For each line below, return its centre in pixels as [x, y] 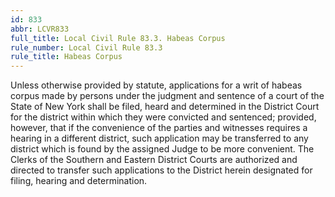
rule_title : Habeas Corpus [66, 57]
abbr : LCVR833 [40, 29]
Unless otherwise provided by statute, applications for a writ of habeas [156, 85]
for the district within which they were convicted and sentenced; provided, [163, 117]
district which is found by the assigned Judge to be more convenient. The [162, 149]
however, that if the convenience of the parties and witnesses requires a [159, 128]
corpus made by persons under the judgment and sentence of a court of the [167, 96]
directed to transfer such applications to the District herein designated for [161, 170]
